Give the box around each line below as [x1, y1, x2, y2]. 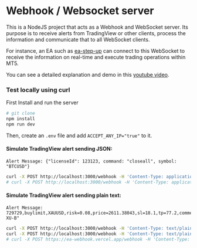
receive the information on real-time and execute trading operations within [6, 53, 186, 60]
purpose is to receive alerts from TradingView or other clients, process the [6, 29, 186, 36]
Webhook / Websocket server [6, 4, 154, 18]
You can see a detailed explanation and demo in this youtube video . [6, 71, 169, 78]
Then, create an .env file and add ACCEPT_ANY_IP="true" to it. [6, 132, 152, 139]
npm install [6, 116, 35, 122]
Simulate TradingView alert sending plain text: [6, 192, 121, 199]
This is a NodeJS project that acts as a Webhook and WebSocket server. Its [6, 23, 189, 30]
